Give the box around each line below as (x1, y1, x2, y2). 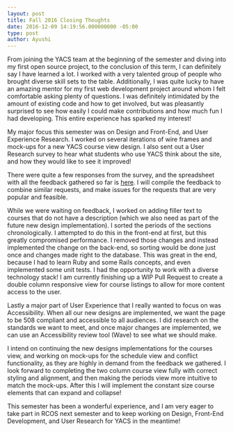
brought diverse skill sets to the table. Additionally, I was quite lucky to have (7, 77, 225, 86)
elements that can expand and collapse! (7, 389, 122, 397)
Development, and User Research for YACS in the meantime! (7, 417, 181, 425)
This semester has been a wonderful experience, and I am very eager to (7, 402, 214, 410)
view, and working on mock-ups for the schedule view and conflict (7, 352, 198, 360)
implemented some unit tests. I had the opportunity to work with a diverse (7, 266, 219, 274)
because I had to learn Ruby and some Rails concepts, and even (7, 258, 191, 266)
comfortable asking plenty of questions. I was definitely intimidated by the (7, 92, 220, 101)
